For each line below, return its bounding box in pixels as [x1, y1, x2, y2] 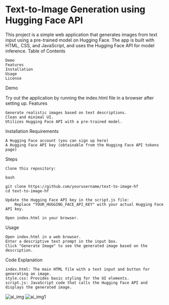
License [5, 75, 22, 81]
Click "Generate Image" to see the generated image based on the [5, 243, 147, 249]
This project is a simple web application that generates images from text [5, 31, 158, 37]
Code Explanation [5, 257, 43, 263]
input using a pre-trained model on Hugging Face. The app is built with [5, 37, 155, 43]
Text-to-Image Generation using [5, 4, 146, 15]
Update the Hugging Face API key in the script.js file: [5, 197, 130, 202]
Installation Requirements [5, 128, 59, 134]
